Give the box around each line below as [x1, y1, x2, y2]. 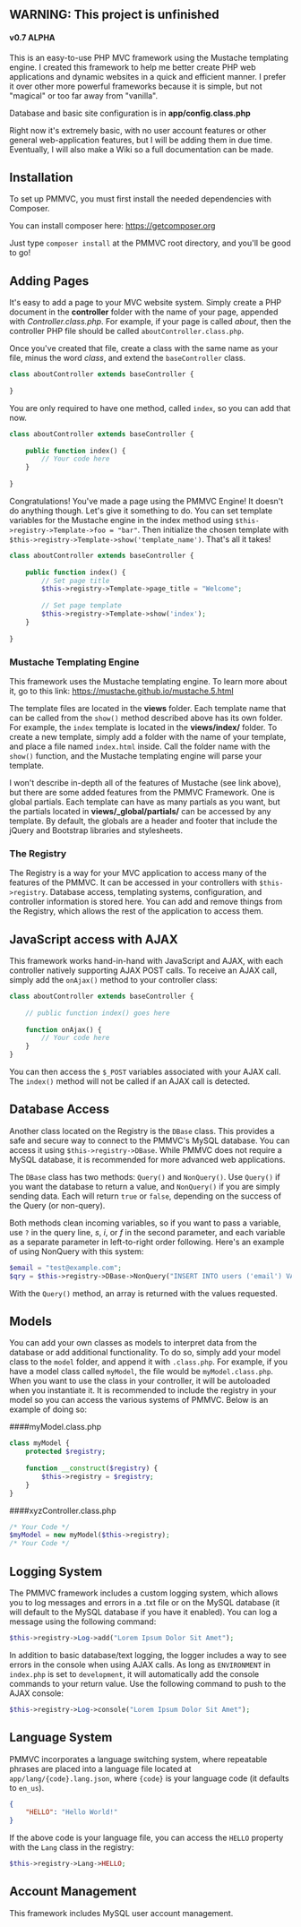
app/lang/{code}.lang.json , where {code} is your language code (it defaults [9, 1773, 289, 1784]
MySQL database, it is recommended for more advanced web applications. [9, 1154, 286, 1165]
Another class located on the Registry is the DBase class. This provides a [9, 1125, 275, 1136]
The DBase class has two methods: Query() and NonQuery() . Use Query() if [9, 1171, 280, 1182]
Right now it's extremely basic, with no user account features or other [9, 125, 267, 135]
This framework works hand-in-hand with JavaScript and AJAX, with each [9, 956, 284, 966]
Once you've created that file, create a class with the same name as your [9, 343, 279, 354]
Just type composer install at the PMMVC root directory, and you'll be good [9, 237, 291, 249]
